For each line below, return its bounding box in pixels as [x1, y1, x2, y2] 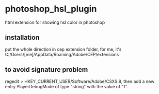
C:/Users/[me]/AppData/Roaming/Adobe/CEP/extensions [5, 51, 119, 57]
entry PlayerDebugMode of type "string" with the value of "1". [5, 83, 128, 89]
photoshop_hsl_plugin [5, 3, 97, 15]
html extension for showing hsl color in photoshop [5, 19, 105, 25]
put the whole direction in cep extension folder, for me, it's [5, 46, 122, 52]
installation [5, 33, 40, 42]
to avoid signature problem [5, 65, 88, 74]
